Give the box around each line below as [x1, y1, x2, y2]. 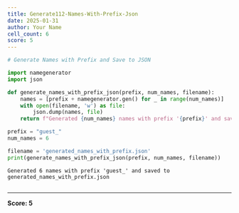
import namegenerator [7, 69, 72, 76]
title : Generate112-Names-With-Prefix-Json [7, 10, 139, 18]
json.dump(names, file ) [33, 108, 103, 116]
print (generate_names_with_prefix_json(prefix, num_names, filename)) [7, 154, 221, 161]
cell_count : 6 [7, 30, 50, 38]
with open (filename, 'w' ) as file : [20, 102, 126, 109]
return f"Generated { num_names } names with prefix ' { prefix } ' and [20, 115, 221, 123]
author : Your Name [7, 24, 62, 31]
